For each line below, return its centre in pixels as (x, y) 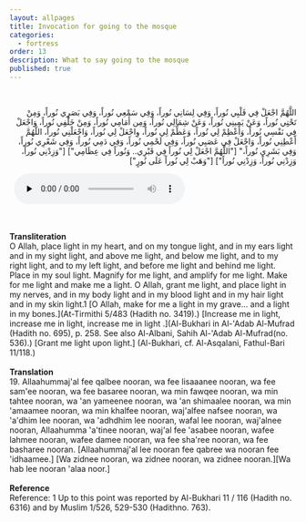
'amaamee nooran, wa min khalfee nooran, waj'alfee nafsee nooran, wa (143, 410)
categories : (32, 35)
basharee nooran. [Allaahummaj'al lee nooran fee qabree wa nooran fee (144, 449)
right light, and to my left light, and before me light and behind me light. (143, 265)
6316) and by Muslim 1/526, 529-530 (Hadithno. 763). (110, 507)
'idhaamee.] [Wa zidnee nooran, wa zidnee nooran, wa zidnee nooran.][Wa (150, 459)
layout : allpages (42, 18)
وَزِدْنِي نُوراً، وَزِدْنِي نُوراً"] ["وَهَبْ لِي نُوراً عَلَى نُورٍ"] (213, 160)
